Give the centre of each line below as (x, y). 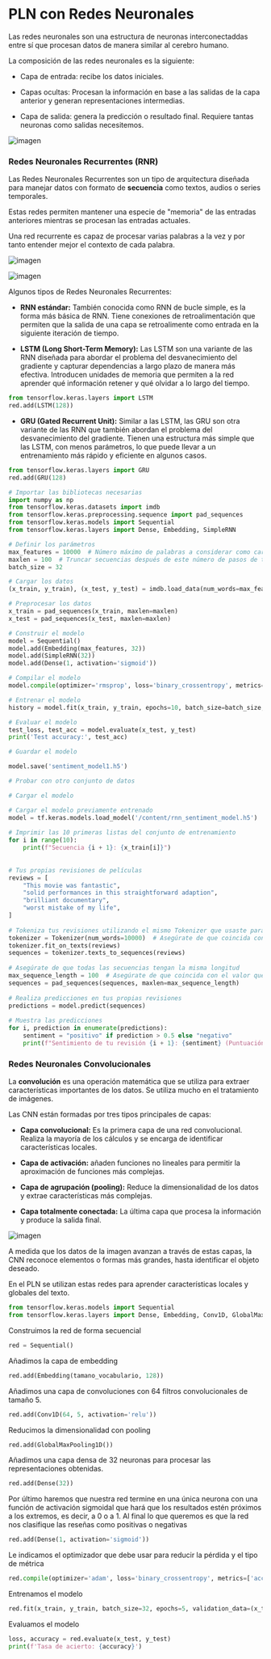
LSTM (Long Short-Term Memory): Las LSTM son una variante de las (136, 349)
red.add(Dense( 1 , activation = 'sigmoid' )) (79, 1540)
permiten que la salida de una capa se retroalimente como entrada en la (140, 325)
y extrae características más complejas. (86, 1196)
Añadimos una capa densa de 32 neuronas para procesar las (110, 1460)
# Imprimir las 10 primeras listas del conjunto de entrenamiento (122, 833)
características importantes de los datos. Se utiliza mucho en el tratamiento (134, 1090)
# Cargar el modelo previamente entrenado (81, 810)
